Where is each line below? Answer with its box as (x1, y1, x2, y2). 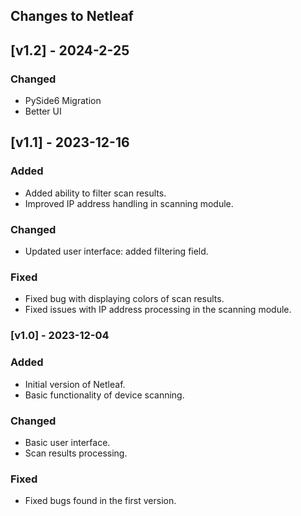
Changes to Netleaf (10, 8, 134, 25)
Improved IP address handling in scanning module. (24, 197, 234, 209)
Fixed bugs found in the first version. (24, 495, 177, 507)
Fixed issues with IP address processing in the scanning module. (24, 304, 292, 316)
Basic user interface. (24, 436, 111, 448)
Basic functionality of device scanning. (24, 389, 185, 401)
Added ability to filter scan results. (24, 187, 167, 199)
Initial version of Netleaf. (24, 378, 126, 390)
